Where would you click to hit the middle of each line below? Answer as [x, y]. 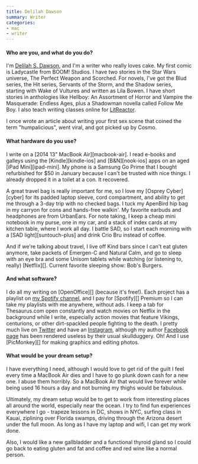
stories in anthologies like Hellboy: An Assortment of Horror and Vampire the [99, 97]
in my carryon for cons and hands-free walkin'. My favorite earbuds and [94, 210]
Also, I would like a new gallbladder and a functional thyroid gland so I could [98, 442]
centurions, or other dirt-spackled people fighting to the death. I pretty [92, 323]
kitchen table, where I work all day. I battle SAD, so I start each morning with [99, 228]
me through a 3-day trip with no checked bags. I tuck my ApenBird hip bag [97, 203]
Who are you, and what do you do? [50, 52]
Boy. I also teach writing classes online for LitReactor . [71, 109]
